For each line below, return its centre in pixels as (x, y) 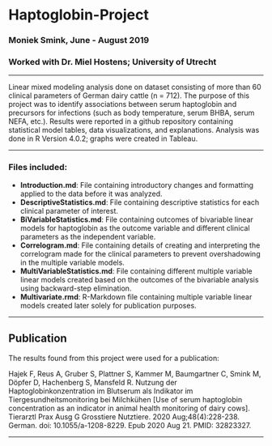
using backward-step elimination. (76, 288)
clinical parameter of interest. (69, 210)
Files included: (38, 168)
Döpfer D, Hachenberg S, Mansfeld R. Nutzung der (93, 382)
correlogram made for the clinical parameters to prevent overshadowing (140, 253)
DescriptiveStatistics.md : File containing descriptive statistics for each (140, 202)
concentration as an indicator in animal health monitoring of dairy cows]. (130, 408)
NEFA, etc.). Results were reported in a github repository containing (121, 121)
